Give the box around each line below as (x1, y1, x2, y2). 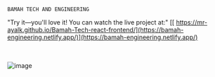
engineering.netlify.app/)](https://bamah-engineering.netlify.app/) (7, 33, 198, 41)
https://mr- (176, 18, 208, 27)
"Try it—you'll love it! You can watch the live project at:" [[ (7, 18, 175, 27)
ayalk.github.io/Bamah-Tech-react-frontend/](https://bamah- (7, 26, 184, 34)
